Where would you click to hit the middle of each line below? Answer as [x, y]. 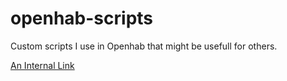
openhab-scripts [82, 18]
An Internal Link [42, 65]
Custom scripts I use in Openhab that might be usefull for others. [144, 46]
